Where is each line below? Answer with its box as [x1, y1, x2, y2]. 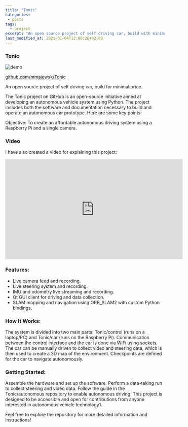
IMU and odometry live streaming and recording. [12, 288, 115, 294]
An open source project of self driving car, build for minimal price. [5, 84, 143, 90]
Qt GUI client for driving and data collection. [12, 294, 105, 300]
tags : [5, 21, 17, 27]
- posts [7, 17, 24, 22]
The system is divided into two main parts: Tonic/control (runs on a [5, 329, 145, 335]
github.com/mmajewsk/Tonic [5, 74, 66, 80]
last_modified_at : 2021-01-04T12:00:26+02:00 [5, 36, 103, 41]
